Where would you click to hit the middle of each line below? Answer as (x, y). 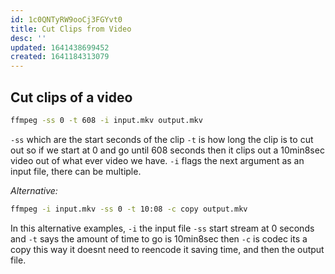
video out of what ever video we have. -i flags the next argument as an (157, 160)
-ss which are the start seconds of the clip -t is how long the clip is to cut (162, 139)
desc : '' (28, 38)
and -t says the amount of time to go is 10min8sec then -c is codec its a (159, 238)
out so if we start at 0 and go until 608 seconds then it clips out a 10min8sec (167, 150)
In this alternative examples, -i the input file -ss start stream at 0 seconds (162, 228)
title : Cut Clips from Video (71, 29)
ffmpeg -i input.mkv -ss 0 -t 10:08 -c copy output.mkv (129, 209)
